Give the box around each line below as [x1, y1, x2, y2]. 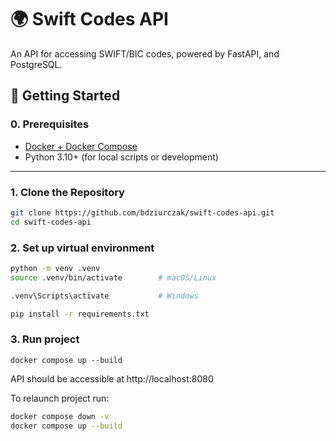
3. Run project [10, 332, 80, 346]
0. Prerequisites [10, 117, 90, 131]
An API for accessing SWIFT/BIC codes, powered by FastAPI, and [10, 47, 280, 60]
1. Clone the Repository [10, 185, 125, 199]
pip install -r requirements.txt [10, 309, 150, 319]
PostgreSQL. [10, 58, 63, 70]
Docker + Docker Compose [24, 140, 138, 152]
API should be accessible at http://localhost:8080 [10, 372, 214, 385]
